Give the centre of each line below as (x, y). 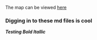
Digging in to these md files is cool (49, 21)
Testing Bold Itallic (26, 32)
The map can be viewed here (36, 7)
